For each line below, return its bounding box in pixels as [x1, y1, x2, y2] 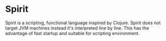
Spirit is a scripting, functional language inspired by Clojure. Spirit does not [5, 20, 161, 26]
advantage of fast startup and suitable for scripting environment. [5, 30, 140, 36]
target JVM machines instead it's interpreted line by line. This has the [5, 25, 149, 31]
